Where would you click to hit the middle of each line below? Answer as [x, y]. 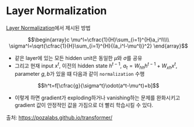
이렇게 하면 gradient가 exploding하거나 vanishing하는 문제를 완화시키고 [97, 98]
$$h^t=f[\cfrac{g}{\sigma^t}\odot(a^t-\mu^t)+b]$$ [98, 86]
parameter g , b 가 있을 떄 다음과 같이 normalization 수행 [79, 74]
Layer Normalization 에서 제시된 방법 [48, 28]
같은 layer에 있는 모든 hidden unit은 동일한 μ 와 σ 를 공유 [78, 58]
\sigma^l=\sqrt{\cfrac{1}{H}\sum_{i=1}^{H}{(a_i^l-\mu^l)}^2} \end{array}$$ [98, 46]
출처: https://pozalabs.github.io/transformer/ [59, 118]
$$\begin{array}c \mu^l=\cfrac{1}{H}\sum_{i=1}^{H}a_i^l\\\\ [98, 39]
